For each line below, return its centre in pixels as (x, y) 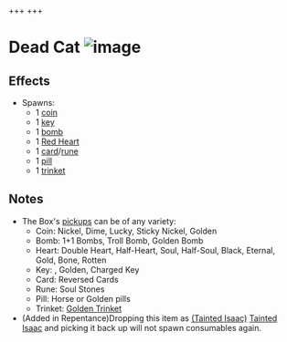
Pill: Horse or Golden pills (83, 298)
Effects (30, 81)
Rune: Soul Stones (70, 289)
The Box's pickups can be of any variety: (99, 221)
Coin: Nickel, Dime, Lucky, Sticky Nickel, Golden (126, 231)
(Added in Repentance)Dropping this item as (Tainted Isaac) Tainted (149, 318)
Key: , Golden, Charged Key (87, 269)
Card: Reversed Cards (77, 279)
